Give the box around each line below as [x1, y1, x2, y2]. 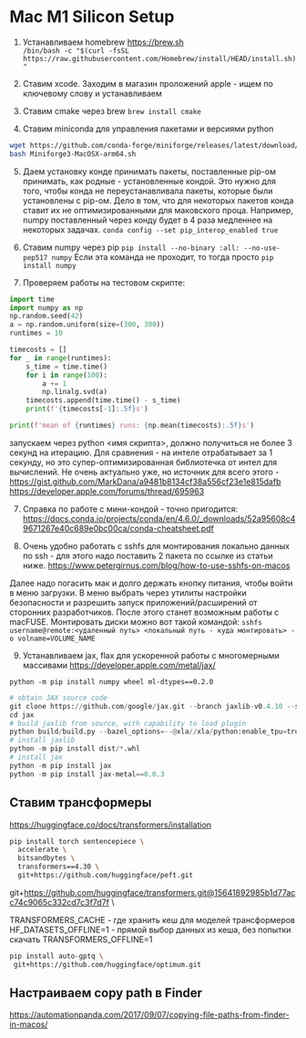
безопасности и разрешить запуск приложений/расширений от [9, 597, 258, 607]
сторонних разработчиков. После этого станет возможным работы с [9, 607, 280, 618]
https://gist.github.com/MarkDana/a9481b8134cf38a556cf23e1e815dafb [9, 476, 281, 487]
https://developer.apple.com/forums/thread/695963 [9, 485, 205, 496]
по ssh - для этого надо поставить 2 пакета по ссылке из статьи [22, 550, 273, 561]
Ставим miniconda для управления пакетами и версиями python [22, 123, 274, 134]
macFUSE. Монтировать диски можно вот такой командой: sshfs [9, 616, 262, 627]
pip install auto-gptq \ [9, 951, 104, 960]
